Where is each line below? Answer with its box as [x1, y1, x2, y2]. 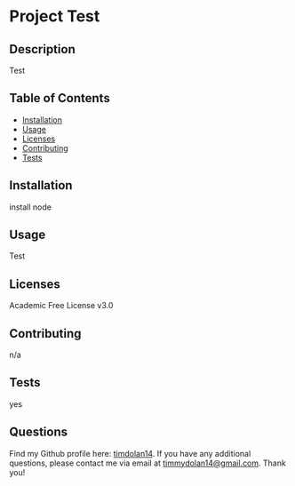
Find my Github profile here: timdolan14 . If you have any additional [9, 448, 251, 458]
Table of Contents [9, 91, 111, 106]
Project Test [9, 6, 100, 27]
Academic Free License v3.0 [9, 300, 114, 311]
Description [9, 42, 76, 57]
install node [9, 202, 52, 212]
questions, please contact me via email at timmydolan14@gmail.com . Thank [9, 458, 286, 468]
